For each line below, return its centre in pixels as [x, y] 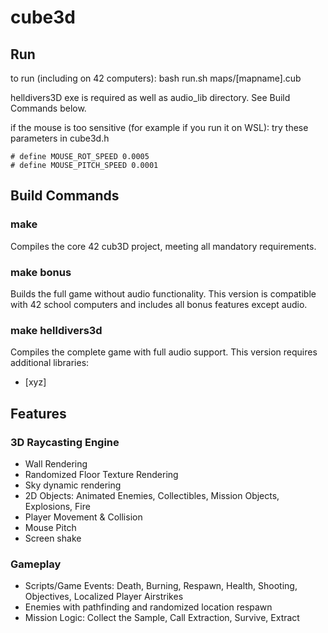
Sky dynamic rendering [73, 485]
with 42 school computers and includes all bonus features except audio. [159, 304]
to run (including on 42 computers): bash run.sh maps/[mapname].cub [156, 78]
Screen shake [53, 538]
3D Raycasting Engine [65, 442]
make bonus [41, 272]
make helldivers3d [56, 330]
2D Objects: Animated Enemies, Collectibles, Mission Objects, [152, 495]
